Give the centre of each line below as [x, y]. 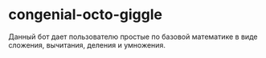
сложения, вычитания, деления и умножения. [87, 44]
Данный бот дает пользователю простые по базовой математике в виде [133, 37]
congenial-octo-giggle [86, 15]
